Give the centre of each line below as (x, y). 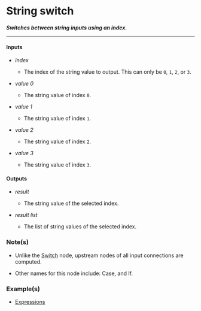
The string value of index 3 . (57, 165)
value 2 (24, 130)
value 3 (24, 153)
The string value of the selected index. (71, 203)
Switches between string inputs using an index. (67, 28)
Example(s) (23, 289)
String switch (40, 11)
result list (26, 215)
